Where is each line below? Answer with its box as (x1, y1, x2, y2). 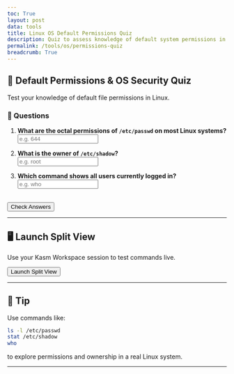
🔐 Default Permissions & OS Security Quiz (7, 75, 192, 87)
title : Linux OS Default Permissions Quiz (7, 29, 132, 37)
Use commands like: (7, 313, 66, 322)
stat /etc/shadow (7, 334, 58, 341)
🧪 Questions (7, 111, 50, 120)
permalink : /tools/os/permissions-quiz (7, 42, 123, 49)
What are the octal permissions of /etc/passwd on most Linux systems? (17, 126, 227, 134)
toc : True (7, 10, 36, 17)
